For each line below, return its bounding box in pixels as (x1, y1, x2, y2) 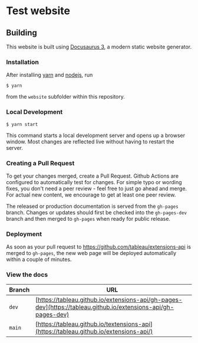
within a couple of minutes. (6, 256, 72, 263)
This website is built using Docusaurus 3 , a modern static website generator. (6, 43, 192, 50)
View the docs (6, 270, 48, 279)
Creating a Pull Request (6, 159, 75, 167)
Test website (6, 4, 71, 18)
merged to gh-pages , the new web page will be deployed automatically (6, 250, 177, 257)
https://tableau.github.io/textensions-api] (37, 320, 153, 328)
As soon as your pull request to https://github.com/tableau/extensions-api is (6, 243, 192, 250)
